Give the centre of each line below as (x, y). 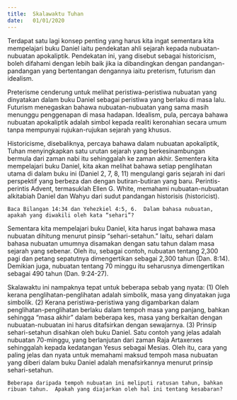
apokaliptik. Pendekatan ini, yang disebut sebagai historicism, (126, 56)
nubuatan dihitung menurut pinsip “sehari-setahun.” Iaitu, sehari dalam (110, 236)
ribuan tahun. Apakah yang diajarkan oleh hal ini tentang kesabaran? (115, 389)
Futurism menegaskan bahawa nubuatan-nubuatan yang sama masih (108, 107)
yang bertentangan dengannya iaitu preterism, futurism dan (129, 71)
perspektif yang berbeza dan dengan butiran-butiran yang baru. (101, 181)
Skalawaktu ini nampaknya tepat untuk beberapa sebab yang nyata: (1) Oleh (118, 287)
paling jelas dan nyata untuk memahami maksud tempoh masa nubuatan (112, 355)
